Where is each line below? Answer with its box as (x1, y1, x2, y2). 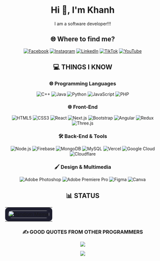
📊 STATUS (65, 192, 100, 200)
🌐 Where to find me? (50, 35, 115, 43)
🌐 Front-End (67, 103, 98, 110)
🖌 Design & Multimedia (54, 163, 112, 170)
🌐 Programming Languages (49, 80, 117, 87)
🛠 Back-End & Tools (58, 132, 107, 139)
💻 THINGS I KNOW (53, 63, 113, 71)
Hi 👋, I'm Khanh (51, 4, 115, 16)
